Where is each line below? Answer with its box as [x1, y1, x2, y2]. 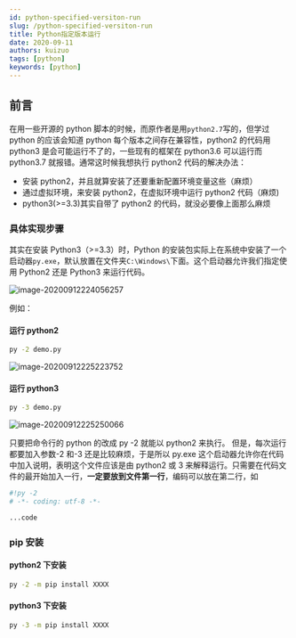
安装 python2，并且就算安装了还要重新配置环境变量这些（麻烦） [21, 176, 258, 186]
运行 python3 [9, 382, 60, 393]
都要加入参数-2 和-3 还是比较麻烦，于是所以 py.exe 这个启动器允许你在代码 [9, 449, 284, 460]
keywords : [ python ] [9, 63, 82, 72]
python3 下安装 [9, 601, 67, 611]
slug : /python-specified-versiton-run [9, 21, 153, 30]
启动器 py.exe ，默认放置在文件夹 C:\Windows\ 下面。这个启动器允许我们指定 [9, 255, 280, 266]
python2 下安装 [9, 560, 67, 570]
